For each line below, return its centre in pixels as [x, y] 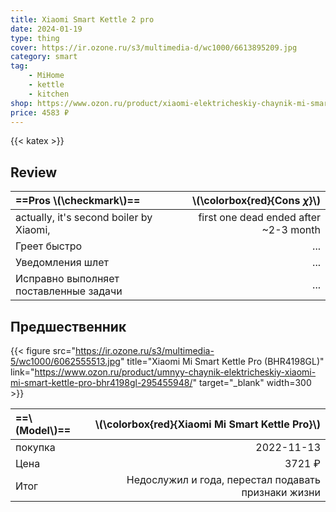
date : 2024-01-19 [46, 29]
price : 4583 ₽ [40, 112]
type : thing [35, 38]
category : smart [44, 57]
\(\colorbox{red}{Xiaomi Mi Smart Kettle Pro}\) [207, 424]
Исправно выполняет [67, 279]
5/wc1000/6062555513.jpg [65, 361]
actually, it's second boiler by [84, 218]
